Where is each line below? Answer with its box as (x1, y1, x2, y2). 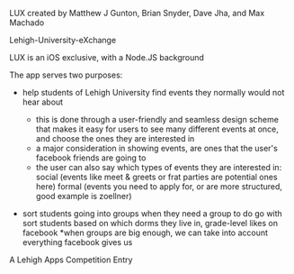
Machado (9, 17, 45, 28)
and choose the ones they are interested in (35, 133, 195, 143)
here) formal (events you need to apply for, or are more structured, (35, 181, 283, 192)
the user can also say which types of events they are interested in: (35, 162, 282, 172)
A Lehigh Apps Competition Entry (9, 254, 133, 265)
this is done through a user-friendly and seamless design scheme (35, 114, 279, 124)
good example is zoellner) (35, 191, 132, 201)
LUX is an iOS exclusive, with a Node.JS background (9, 52, 205, 62)
